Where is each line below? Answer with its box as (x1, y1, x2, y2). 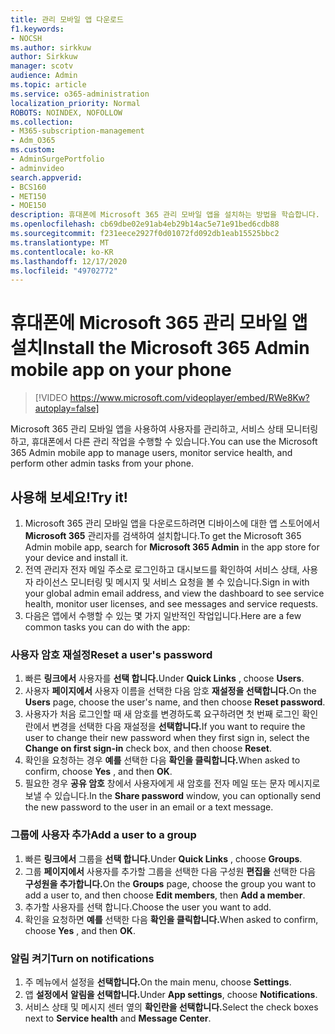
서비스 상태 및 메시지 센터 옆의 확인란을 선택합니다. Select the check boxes (24, 1001, 319, 1013)
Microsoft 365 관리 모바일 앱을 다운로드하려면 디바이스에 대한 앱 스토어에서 (24, 517, 321, 529)
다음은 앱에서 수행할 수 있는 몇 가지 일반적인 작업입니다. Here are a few (24, 610, 302, 621)
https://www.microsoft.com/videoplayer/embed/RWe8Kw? (69, 392, 310, 404)
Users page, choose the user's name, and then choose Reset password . (24, 696, 326, 708)
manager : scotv (10, 61, 74, 71)
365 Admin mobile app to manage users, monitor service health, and (10, 447, 293, 459)
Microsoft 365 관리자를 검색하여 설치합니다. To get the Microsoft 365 (24, 530, 302, 541)
